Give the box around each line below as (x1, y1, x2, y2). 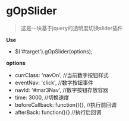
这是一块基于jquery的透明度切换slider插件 (20, 24, 123, 31)
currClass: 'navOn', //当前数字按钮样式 (14, 71, 109, 78)
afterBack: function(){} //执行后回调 (14, 109, 102, 116)
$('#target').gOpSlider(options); (14, 47, 93, 55)
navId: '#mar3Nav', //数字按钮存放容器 (14, 86, 109, 93)
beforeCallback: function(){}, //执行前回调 (14, 101, 117, 108)
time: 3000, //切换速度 (14, 94, 70, 101)
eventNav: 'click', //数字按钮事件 (14, 79, 93, 86)
